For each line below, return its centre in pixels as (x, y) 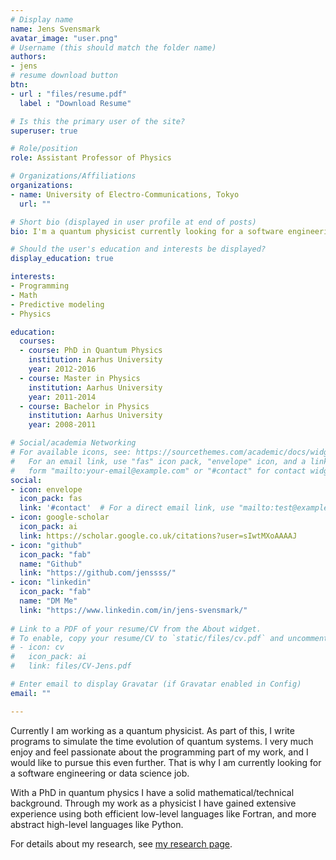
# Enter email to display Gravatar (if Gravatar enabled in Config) (156, 684)
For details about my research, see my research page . (121, 843)
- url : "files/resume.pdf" (69, 94)
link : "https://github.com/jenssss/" (98, 573)
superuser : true (44, 131)
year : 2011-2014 (62, 397)
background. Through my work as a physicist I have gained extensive (153, 803)
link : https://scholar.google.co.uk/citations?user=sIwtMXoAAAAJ (158, 536)
